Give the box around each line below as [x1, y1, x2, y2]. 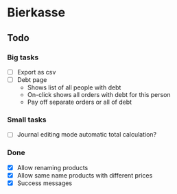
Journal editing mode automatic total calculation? [16, 130, 157, 139]
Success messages [16, 179, 73, 187]
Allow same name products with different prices [16, 171, 153, 179]
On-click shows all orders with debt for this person [27, 91, 171, 98]
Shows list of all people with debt [27, 83, 121, 92]
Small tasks [7, 115, 47, 124]
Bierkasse [7, 5, 66, 20]
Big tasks [7, 53, 39, 62]
